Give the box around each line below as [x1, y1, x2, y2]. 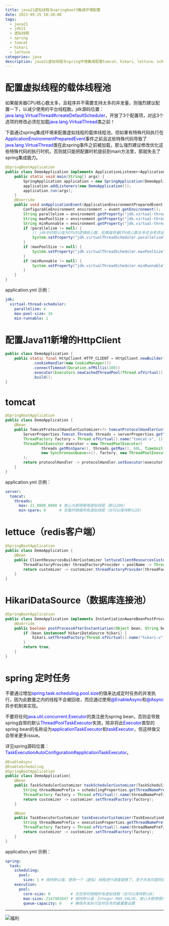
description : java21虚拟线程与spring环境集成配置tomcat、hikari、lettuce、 [5, 59, 157, 64]
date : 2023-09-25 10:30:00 [5, 12, 62, 17]
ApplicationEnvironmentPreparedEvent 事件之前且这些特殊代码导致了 [5, 136, 147, 142]
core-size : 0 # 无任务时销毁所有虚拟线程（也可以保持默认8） [23, 891, 156, 896]
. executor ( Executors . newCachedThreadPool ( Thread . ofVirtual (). [32, 370, 165, 375]
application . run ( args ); [23, 188, 73, 193]
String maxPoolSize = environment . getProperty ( [23, 216, 125, 221]
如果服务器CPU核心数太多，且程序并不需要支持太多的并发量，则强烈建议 [5, 100, 156, 106]
